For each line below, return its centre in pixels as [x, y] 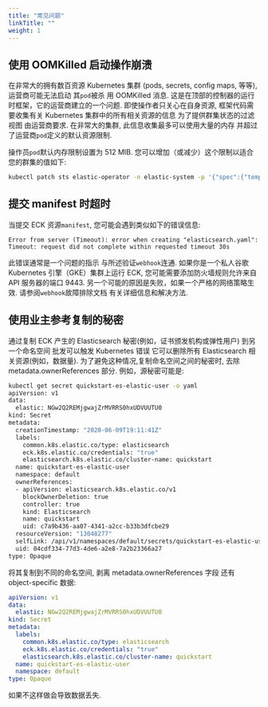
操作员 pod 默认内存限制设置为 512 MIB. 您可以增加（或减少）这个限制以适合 [131, 152]
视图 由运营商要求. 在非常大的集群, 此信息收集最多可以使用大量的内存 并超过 [133, 125]
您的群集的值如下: [37, 162]
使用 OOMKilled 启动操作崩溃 [80, 65]
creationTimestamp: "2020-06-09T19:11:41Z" [89, 430]
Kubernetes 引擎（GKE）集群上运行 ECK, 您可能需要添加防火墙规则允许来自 [133, 273]
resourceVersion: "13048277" [64, 534]
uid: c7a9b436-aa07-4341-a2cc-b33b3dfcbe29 [96, 527]
